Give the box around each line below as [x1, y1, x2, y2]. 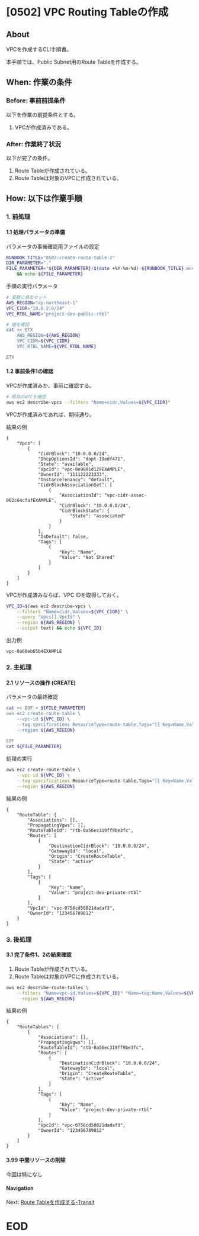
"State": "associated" [69, 513, 126, 519]
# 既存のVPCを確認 [6, 394, 46, 400]
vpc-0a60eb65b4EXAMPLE [6, 649, 62, 655]
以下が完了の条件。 [6, 154, 53, 162]
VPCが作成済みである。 [14, 124, 73, 131]
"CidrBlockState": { [59, 507, 110, 514]
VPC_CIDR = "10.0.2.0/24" [6, 305, 65, 311]
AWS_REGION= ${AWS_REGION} [17, 333, 81, 339]
